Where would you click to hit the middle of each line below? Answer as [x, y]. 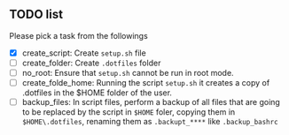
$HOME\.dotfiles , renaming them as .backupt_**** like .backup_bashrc [150, 122]
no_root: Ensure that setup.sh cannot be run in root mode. [128, 72]
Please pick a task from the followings [78, 35]
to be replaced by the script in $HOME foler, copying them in [129, 112]
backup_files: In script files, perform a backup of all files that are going [151, 102]
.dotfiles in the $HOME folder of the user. [97, 93]
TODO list [36, 15]
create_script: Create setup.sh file [84, 53]
